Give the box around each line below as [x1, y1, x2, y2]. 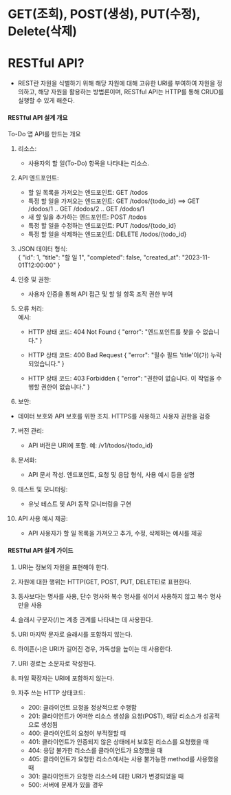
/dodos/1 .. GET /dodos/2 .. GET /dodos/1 [27, 204, 145, 213]
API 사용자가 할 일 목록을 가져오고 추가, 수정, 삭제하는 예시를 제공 [27, 529, 203, 538]
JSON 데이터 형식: [17, 245, 68, 253]
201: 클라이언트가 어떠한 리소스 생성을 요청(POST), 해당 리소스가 [27, 712, 202, 720]
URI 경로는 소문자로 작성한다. [17, 659, 96, 668]
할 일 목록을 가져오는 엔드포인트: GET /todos [27, 189, 148, 197]
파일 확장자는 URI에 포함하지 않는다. [17, 674, 115, 682]
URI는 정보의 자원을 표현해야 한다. [17, 562, 109, 571]
